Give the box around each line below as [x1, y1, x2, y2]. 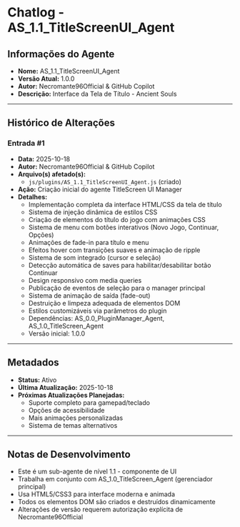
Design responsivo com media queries [28, 276, 142, 284]
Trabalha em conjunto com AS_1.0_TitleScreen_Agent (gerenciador [17, 475, 213, 483]
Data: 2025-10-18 [17, 154, 70, 163]
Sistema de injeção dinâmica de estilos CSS [28, 208, 158, 216]
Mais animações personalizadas [28, 413, 124, 422]
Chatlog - [7, 4, 64, 21]
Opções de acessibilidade [28, 406, 105, 414]
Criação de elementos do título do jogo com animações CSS [28, 215, 206, 224]
